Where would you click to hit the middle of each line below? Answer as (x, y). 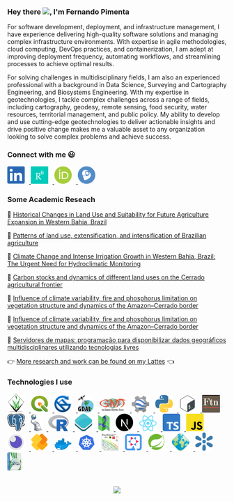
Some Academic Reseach (51, 199)
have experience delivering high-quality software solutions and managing (113, 34)
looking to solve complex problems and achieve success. (89, 137)
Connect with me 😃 (41, 155)
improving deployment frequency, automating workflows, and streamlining (114, 56)
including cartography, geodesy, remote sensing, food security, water (107, 107)
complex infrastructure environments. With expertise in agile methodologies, (117, 42)
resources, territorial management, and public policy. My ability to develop (114, 114)
